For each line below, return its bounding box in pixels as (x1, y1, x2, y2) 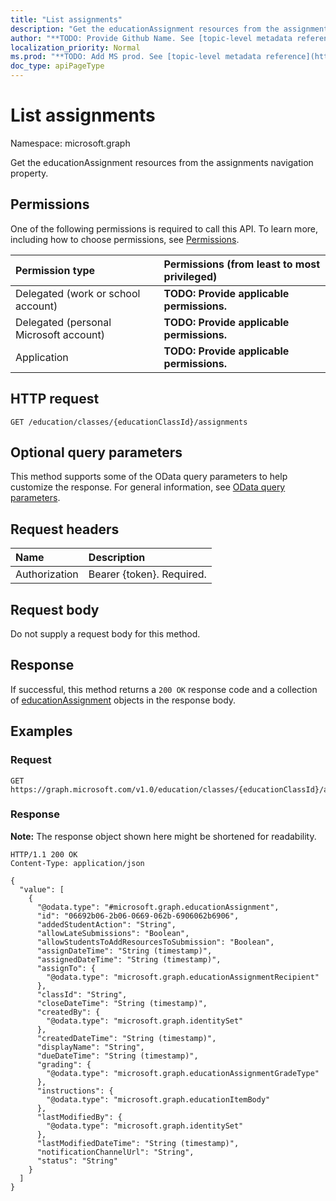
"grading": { (36, 1059, 92, 1070)
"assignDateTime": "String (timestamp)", (36, 946, 213, 956)
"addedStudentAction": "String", (36, 919, 177, 930)
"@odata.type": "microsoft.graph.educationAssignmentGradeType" (46, 1068, 320, 1078)
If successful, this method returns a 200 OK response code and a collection (10, 683, 318, 695)
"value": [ (19, 884, 65, 895)
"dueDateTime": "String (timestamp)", (36, 1051, 199, 1061)
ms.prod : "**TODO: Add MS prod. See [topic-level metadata (10, 52, 262, 62)
